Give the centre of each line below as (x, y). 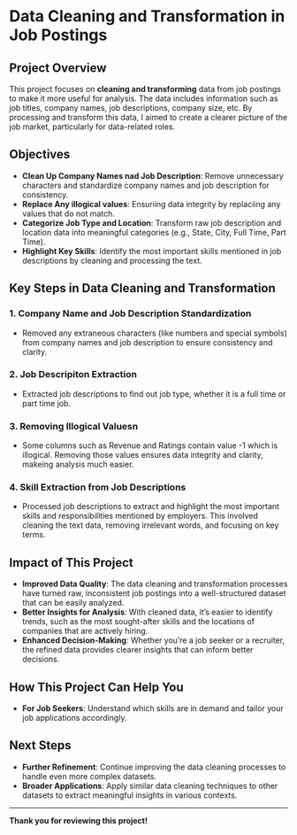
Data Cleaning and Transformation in (147, 16)
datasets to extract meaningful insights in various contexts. (129, 795)
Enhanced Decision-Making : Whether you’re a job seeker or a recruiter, (153, 640)
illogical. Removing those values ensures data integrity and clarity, (142, 455)
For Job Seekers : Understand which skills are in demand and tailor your (153, 708)
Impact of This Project (72, 563)
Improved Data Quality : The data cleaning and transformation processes (155, 584)
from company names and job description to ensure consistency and (147, 342)
